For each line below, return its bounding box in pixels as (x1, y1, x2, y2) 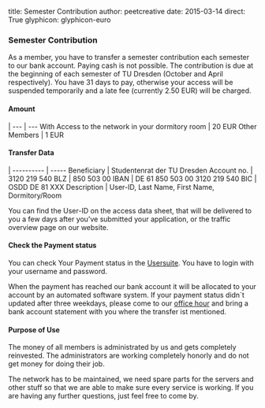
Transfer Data (8, 148, 54, 158)
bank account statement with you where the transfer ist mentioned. (8, 306, 227, 316)
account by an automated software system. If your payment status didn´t (8, 290, 244, 299)
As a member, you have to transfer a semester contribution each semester (8, 53, 250, 62)
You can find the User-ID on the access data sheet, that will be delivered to (8, 206, 252, 215)
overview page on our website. (8, 222, 109, 232)
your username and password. (8, 266, 108, 276)
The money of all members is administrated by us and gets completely (8, 343, 237, 352)
